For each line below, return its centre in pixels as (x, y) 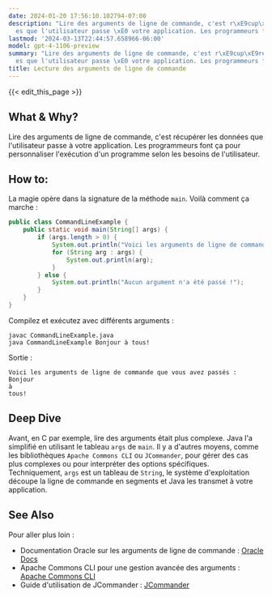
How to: (28, 179)
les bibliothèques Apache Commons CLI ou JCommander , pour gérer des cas (128, 455)
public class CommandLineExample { (68, 222)
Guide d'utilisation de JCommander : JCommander (105, 585)
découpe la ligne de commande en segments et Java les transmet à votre (131, 481)
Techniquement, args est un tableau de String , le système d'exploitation (129, 472)
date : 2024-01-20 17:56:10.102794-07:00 (78, 16)
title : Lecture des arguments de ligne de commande (97, 69)
